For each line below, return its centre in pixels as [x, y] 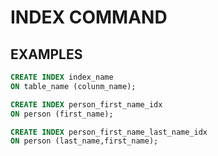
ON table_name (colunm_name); [73, 86]
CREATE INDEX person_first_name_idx [86, 104]
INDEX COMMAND [89, 17]
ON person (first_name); [62, 114]
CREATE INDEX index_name [62, 77]
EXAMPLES [46, 54]
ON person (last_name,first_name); [84, 141]
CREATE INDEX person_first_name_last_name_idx [109, 132]
